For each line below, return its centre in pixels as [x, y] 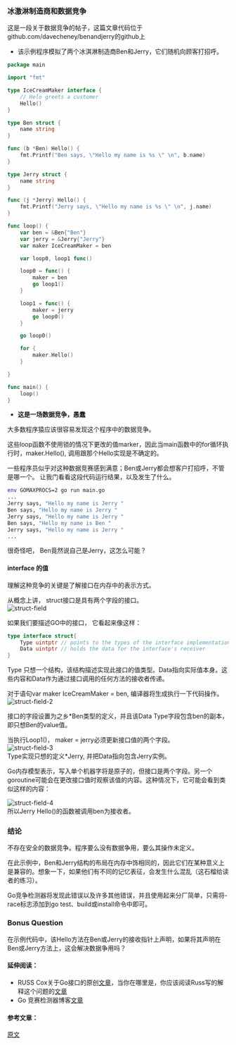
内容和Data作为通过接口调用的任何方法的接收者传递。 [91, 679]
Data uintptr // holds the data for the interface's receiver [113, 649]
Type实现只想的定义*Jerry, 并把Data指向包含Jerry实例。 [89, 756]
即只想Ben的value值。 [39, 725]
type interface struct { [42, 636]
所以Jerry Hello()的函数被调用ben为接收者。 [71, 811]
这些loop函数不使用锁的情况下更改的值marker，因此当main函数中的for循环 [115, 445]
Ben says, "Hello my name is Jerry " [63, 510]
